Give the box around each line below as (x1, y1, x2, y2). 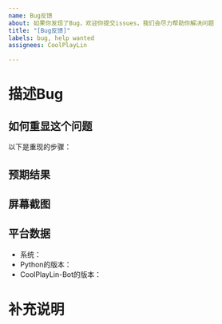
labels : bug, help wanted (8, 34, 94, 42)
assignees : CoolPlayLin (8, 41, 88, 49)
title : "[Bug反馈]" (8, 26, 71, 34)
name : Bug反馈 (8, 11, 54, 20)
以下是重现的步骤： (8, 142, 72, 152)
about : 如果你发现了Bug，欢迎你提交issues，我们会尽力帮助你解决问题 (8, 19, 214, 27)
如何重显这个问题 (8, 119, 93, 132)
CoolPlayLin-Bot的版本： (19, 269, 102, 279)
